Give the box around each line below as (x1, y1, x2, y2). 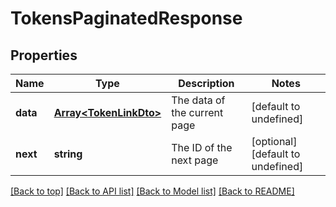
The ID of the (171, 141, 233, 154)
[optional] (251, 135, 298, 148)
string (53, 147, 83, 161)
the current (171, 106, 224, 119)
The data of (171, 93, 226, 107)
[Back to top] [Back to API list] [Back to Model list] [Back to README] (10, 185, 295, 197)
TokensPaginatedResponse (10, 7, 243, 30)
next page (171, 153, 219, 167)
